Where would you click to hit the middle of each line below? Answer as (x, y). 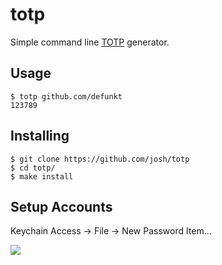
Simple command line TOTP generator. (90, 42)
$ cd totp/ (33, 168)
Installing (40, 136)
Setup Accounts (61, 206)
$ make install (42, 176)
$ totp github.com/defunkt (66, 96)
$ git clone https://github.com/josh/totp (100, 159)
